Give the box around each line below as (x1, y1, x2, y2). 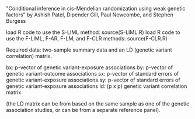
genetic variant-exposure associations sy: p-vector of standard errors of (6, 76, 180, 83)
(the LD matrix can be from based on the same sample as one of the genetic (6, 100, 190, 107)
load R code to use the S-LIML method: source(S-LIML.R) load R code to (6, 29, 180, 36)
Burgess (6, 18, 26, 24)
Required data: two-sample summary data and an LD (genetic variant (6, 46, 172, 53)
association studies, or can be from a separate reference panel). (6, 107, 161, 113)
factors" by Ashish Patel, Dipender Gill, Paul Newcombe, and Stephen (6, 11, 173, 18)
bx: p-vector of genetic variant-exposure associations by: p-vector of (6, 64, 173, 71)
